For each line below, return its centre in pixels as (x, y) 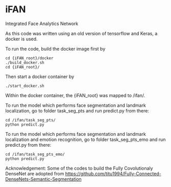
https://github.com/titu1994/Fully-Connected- (113, 173)
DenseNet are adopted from (35, 173)
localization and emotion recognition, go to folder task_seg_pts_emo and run (86, 139)
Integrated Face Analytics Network (42, 24)
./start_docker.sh (25, 86)
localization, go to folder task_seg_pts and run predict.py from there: (77, 110)
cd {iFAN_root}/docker (29, 58)
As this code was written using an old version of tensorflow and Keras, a (81, 33)
